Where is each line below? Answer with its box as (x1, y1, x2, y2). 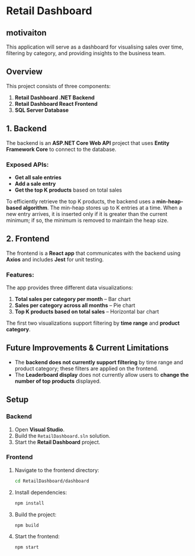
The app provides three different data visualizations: (6, 284, 134, 291)
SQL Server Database (14, 106, 69, 114)
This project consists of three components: (6, 82, 111, 89)
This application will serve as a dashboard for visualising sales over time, (6, 43, 184, 50)
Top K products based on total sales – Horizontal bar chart (14, 308, 160, 315)
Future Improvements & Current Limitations (6, 343, 169, 353)
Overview (6, 67, 43, 77)
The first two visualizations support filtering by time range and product (6, 319, 180, 327)
